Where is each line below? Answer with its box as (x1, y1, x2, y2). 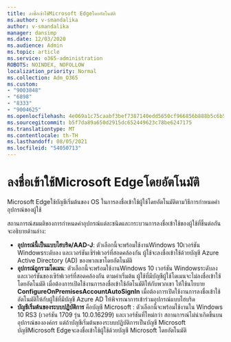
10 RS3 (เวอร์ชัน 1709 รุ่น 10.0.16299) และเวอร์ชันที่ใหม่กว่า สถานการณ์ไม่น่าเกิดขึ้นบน (16, 310, 223, 319)
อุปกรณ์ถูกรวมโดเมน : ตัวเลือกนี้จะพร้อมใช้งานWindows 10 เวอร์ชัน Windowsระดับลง (16, 263, 218, 272)
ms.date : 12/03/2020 (7, 36, 67, 43)
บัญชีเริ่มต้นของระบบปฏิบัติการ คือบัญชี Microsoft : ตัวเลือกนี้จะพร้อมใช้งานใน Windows (16, 303, 223, 311)
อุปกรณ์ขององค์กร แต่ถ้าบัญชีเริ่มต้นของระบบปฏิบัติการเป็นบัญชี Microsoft (16, 318, 186, 326)
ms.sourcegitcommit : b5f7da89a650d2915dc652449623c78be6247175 (7, 119, 192, 126)
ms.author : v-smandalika (7, 17, 78, 23)
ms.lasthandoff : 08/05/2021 (7, 139, 88, 145)
